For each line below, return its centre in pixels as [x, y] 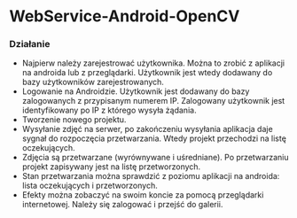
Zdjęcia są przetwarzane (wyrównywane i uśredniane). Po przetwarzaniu [155, 158]
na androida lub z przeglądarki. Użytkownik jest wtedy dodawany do [147, 73]
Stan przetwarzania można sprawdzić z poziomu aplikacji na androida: [151, 176]
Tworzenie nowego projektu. [74, 120]
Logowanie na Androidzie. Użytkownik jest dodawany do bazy [136, 91]
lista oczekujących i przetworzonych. [90, 186]
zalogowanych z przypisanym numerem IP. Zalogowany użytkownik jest [153, 101]
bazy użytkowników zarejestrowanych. [93, 82]
